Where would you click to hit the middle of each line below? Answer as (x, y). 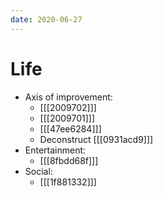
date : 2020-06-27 (46, 19)
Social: (38, 171)
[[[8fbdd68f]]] (69, 160)
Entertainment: (55, 150)
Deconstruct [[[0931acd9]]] (96, 139)
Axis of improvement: (68, 97)
